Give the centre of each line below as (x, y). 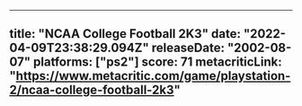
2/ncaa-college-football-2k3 (92, 90)
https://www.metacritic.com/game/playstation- (153, 76)
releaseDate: (188, 48)
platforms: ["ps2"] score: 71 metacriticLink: (157, 62)
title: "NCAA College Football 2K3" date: (125, 34)
